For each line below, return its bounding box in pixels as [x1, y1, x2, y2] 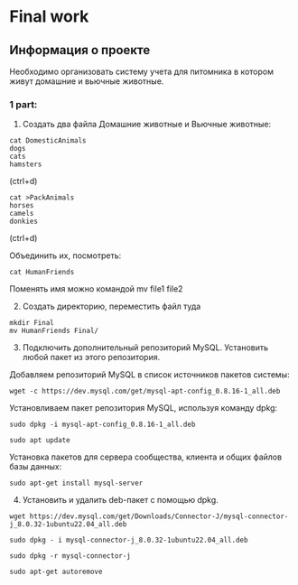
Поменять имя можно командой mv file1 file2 [9, 283, 183, 294]
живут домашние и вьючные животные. [9, 76, 164, 87]
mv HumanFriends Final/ [9, 327, 99, 336]
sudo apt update [9, 436, 70, 445]
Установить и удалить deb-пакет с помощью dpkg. [22, 495, 219, 506]
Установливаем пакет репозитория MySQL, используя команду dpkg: [9, 403, 278, 413]
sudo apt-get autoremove [9, 567, 103, 577]
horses [9, 201, 34, 210]
